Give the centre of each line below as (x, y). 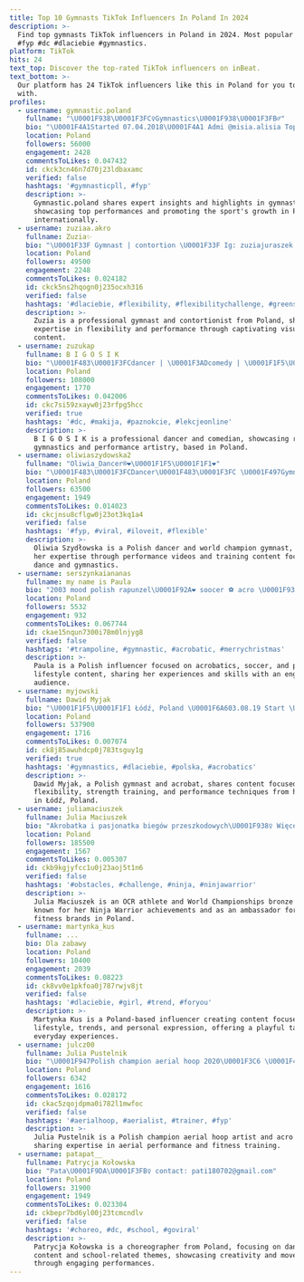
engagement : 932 (57, 616)
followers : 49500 (58, 262)
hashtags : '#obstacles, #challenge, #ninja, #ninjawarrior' (141, 885)
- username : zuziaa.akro (64, 228)
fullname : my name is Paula (78, 582)
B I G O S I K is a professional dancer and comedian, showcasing (161, 439)
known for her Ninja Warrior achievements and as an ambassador (157, 910)
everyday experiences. (76, 1036)
